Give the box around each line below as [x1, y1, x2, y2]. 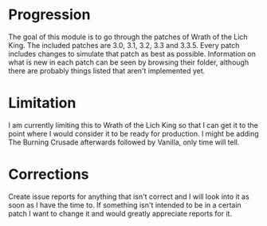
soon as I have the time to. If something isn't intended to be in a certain [8, 200, 241, 209]
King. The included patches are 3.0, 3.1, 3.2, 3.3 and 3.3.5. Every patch [8, 40, 240, 50]
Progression [8, 6, 91, 24]
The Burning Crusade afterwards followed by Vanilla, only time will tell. [8, 137, 240, 147]
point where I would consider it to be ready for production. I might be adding [8, 129, 259, 138]
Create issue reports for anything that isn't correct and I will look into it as [8, 192, 249, 201]
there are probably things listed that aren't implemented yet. [8, 65, 206, 75]
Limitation [8, 94, 77, 113]
